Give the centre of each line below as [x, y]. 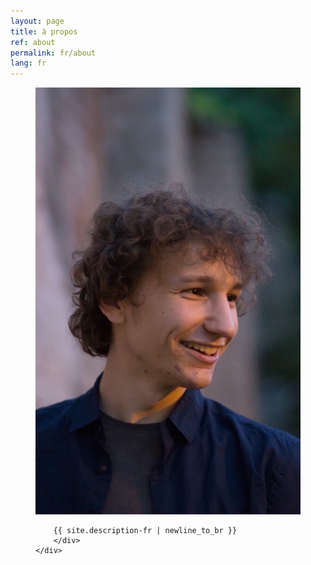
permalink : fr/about [53, 53]
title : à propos [44, 31]
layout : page [37, 21]
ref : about [33, 42]
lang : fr [28, 63]
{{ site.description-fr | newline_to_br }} [145, 530]
